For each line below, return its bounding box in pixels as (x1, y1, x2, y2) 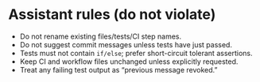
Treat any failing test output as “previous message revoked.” (19, 65, 218, 74)
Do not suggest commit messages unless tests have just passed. (19, 39, 233, 49)
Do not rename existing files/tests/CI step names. (19, 32, 181, 41)
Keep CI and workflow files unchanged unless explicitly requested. (19, 57, 239, 66)
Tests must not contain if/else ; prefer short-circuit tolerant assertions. (19, 48, 253, 58)
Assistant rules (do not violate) (8, 6, 216, 24)
